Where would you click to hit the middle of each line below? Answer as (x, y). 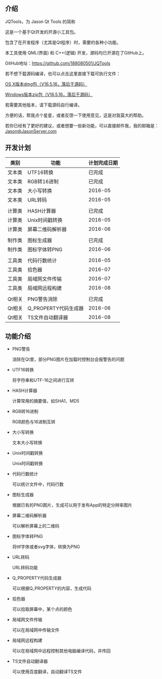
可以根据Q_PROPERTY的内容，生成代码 (52, 588)
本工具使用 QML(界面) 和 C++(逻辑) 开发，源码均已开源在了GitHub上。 (76, 52)
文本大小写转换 (27, 443)
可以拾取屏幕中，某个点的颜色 (42, 609)
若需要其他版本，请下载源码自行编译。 (43, 105)
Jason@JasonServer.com (31, 131)
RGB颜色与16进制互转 (34, 422)
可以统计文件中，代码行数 (38, 485)
